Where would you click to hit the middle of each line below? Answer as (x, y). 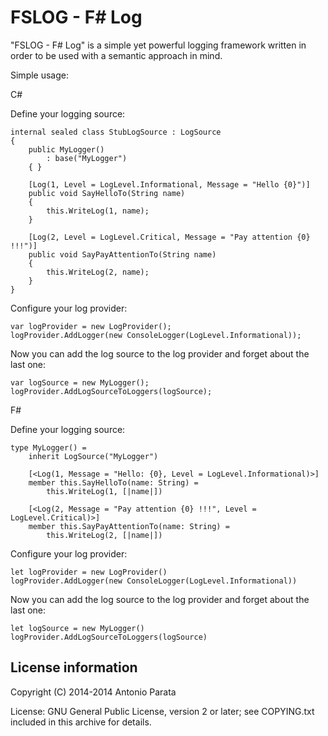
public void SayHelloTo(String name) (107, 193)
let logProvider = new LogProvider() (89, 572)
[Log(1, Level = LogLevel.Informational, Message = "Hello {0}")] (169, 184)
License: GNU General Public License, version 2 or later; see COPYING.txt (162, 711)
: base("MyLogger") (87, 158)
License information (74, 667)
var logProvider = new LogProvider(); (91, 326)
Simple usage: (40, 75)
